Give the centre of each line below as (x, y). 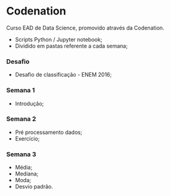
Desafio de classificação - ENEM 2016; (63, 75)
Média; (24, 168)
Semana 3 (21, 154)
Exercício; (27, 138)
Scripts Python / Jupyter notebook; (58, 39)
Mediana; (27, 174)
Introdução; (29, 103)
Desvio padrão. (34, 187)
